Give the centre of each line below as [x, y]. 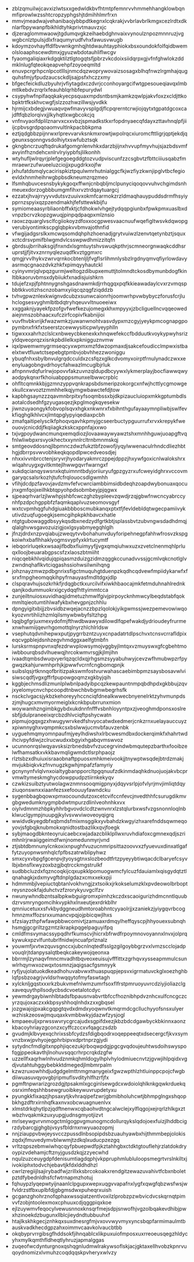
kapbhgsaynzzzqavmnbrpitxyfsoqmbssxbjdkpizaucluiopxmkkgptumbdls [99, 396]
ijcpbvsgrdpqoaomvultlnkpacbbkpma [57, 127]
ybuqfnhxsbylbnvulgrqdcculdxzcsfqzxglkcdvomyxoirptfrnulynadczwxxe [99, 359]
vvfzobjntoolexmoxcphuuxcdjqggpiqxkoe [62, 1202]
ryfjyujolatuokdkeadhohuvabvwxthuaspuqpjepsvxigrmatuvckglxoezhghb [99, 971]
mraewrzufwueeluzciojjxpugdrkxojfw [56, 165]
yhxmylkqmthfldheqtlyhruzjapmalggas [58, 1240]
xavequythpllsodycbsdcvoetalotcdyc [56, 990]
